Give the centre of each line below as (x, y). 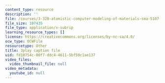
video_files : (18, 60)
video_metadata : (22, 69)
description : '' (22, 14)
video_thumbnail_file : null (38, 64)
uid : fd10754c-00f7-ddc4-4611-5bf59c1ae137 (50, 55)
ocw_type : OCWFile (24, 41)
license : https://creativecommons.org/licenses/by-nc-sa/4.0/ (70, 37)
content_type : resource (29, 10)
